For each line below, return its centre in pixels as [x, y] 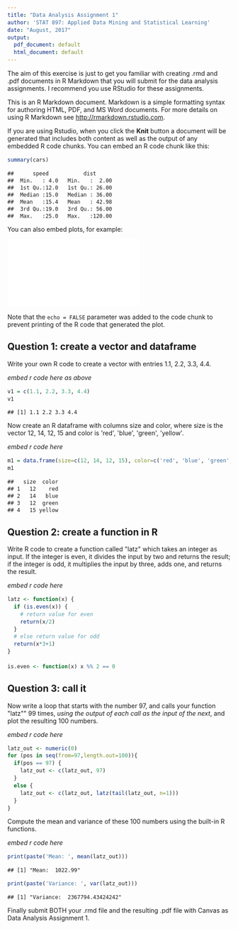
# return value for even [57, 614]
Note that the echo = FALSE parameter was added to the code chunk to [110, 317]
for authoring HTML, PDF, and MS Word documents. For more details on [113, 109]
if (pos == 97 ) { [38, 763]
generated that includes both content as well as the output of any [103, 139]
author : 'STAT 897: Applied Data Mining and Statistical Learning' [109, 22]
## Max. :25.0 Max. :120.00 [60, 216]
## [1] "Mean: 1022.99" [44, 871]
